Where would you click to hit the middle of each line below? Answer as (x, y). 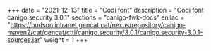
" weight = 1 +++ (64, 40)
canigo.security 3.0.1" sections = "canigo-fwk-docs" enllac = (96, 17)
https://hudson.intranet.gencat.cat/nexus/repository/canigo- (98, 25)
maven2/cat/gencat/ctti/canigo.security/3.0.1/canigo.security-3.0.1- (105, 32)
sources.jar (24, 40)
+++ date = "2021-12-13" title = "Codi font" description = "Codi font (106, 10)
